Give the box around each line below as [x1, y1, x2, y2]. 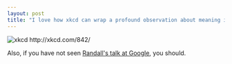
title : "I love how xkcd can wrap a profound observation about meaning [7, 17, 221, 23]
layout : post [7, 10, 45, 17]
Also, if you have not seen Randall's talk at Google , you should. [7, 49, 186, 57]
